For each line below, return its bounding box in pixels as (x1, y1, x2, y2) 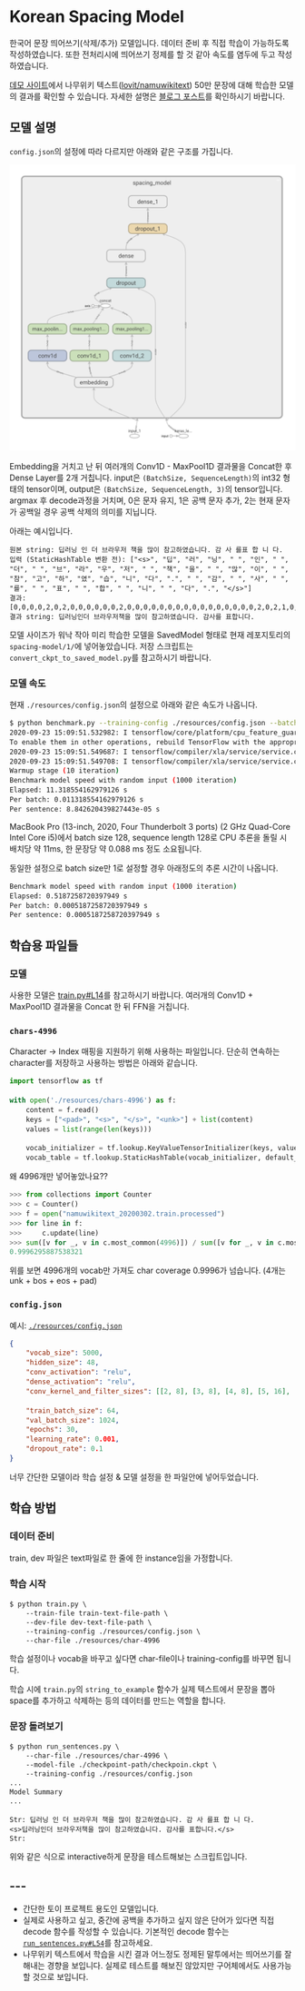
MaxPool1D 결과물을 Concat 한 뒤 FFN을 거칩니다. (9, 1000, 190, 1011)
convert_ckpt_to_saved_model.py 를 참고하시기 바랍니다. (9, 652, 212, 663)
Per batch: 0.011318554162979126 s (9, 795, 144, 804)
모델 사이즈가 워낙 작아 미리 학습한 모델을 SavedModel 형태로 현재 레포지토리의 (9, 629, 291, 640)
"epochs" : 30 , (25, 1425, 79, 1434)
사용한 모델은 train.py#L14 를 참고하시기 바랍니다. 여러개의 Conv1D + (9, 990, 254, 1000)
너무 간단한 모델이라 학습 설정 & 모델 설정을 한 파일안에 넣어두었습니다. (9, 1471, 259, 1482)
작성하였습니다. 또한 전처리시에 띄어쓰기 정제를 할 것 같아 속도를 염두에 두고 (9, 48, 276, 60)
